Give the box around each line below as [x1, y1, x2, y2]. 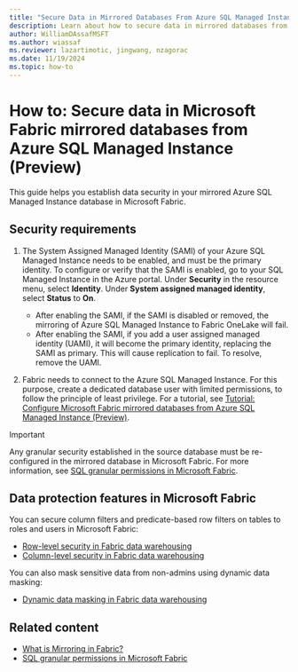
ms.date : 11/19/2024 [9, 54, 86, 63]
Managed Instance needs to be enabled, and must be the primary [21, 255, 262, 265]
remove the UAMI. [35, 357, 102, 368]
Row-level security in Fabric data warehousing [21, 541, 192, 551]
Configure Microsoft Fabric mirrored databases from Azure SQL [21, 402, 255, 413]
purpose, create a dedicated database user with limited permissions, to [21, 383, 283, 394]
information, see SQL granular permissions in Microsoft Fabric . [9, 465, 239, 476]
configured [9, 455, 50, 466]
